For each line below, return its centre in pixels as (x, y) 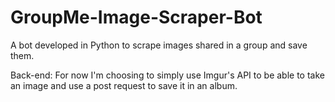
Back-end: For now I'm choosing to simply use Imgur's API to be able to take (167, 75)
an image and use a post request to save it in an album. (124, 85)
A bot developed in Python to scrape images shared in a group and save (159, 45)
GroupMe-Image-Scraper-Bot (136, 17)
